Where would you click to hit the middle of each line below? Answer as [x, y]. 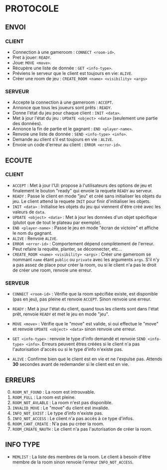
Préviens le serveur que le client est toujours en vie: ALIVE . [73, 73]
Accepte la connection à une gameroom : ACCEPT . [63, 102]
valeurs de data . [29, 212]
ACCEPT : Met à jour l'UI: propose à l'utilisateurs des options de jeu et [82, 185]
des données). [27, 124]
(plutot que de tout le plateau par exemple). [57, 222]
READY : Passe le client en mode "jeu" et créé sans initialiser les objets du [87, 196]
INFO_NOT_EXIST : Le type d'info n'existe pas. [58, 413]
